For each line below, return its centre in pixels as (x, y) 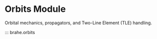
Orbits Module (35, 9)
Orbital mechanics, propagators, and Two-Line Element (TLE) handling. (78, 23)
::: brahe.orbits (20, 32)
